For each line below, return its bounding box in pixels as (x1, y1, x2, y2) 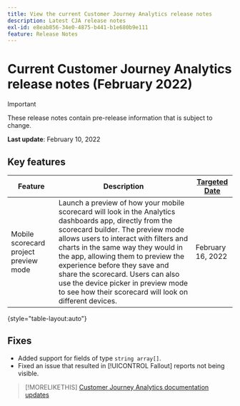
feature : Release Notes (7, 30, 79, 38)
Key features (7, 156, 66, 168)
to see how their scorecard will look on (58, 287, 188, 297)
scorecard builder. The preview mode (58, 225, 184, 234)
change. (7, 121, 32, 130)
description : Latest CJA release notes (7, 17, 126, 24)
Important (7, 100, 36, 108)
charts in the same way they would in (58, 243, 184, 252)
